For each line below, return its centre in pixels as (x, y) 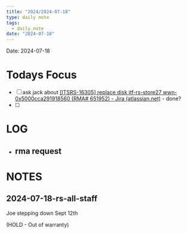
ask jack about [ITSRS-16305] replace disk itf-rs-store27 (92, 93)
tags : (13, 23)
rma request (38, 151)
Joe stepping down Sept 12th (42, 213)
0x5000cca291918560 (42, 98)
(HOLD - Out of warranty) (38, 224)
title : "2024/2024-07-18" (38, 12)
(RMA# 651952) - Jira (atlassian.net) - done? (126, 98)
